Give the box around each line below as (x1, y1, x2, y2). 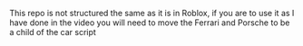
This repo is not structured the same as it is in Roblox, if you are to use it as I (9, 8, 295, 18)
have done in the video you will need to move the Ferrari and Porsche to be (9, 17, 290, 28)
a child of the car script (9, 27, 97, 37)
